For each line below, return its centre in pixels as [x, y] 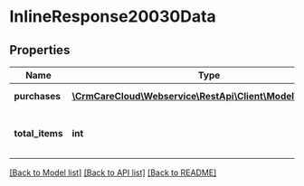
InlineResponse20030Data [113, 17]
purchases [38, 96]
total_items [38, 133]
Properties [40, 50]
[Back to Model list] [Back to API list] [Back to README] [113, 172]
